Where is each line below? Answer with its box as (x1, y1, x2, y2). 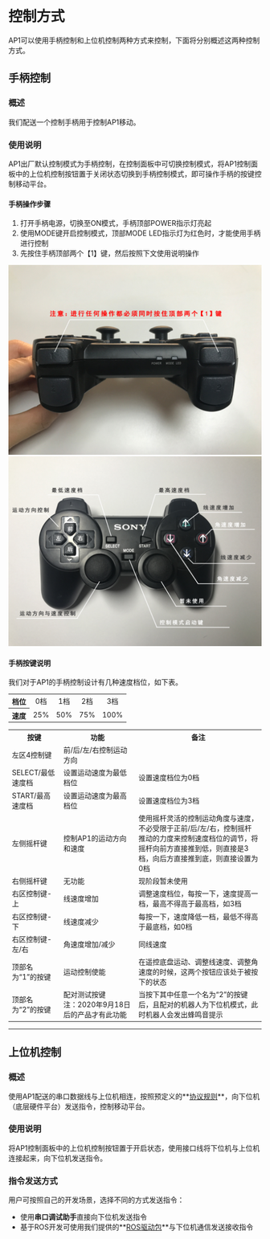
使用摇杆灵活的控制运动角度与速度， (138, 813, 259, 823)
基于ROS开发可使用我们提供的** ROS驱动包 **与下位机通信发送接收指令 (19, 1222, 254, 1232)
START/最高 (11, 791, 51, 800)
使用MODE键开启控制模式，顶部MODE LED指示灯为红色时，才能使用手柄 (19, 228, 261, 238)
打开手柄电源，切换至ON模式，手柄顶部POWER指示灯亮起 (19, 219, 211, 228)
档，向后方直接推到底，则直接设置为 (138, 853, 259, 863)
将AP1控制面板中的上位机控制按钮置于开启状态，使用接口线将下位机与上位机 (8, 1143, 260, 1153)
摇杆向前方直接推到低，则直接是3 (138, 843, 249, 853)
